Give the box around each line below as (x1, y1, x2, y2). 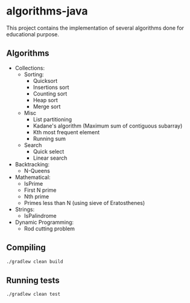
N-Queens (24, 167, 50, 174)
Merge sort (33, 103, 61, 110)
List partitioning (33, 116, 72, 123)
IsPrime (24, 180, 43, 187)
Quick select (33, 148, 65, 155)
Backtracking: (14, 160, 50, 168)
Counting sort (33, 90, 68, 97)
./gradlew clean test (6, 292, 61, 298)
